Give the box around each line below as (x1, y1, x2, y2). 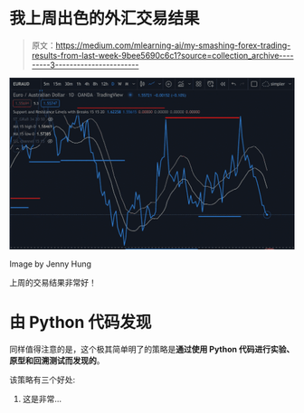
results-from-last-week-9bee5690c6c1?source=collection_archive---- (31, 50, 294, 61)
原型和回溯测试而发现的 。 (9, 354, 105, 366)
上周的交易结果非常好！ (9, 277, 97, 287)
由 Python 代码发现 (9, 312, 152, 333)
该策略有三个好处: (9, 374, 76, 385)
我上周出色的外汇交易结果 (9, 8, 201, 29)
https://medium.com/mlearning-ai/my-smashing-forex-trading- (55, 40, 291, 51)
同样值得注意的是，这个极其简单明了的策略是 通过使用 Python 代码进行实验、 (9, 343, 295, 354)
